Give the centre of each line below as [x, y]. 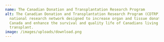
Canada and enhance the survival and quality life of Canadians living [84, 23]
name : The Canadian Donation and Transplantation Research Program [75, 9]
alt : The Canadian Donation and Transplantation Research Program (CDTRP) [83, 14]
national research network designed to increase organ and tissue [78, 18]
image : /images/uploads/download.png [43, 32]
